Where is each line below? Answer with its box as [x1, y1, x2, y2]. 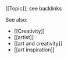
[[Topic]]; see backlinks [5, 5, 62, 12]
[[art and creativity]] [13, 40, 62, 47]
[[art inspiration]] [13, 46, 55, 53]
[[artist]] [13, 34, 34, 40]
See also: [5, 16, 28, 23]
